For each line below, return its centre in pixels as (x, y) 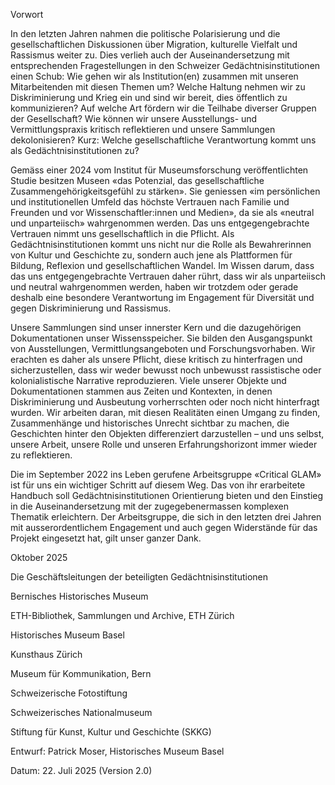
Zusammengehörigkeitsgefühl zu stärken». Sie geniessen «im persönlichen (165, 191)
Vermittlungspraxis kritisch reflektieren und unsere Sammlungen (143, 129)
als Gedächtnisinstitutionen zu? (75, 150)
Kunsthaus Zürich (46, 654)
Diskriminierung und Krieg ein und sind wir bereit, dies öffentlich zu (149, 97)
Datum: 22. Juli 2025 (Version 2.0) (81, 770)
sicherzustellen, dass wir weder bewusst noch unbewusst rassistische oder (166, 370)
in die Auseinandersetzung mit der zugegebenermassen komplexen (150, 506)
